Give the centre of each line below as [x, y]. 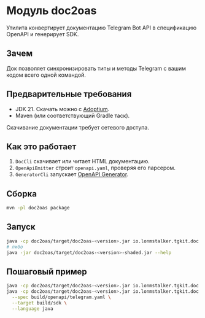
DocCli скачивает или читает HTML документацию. [83, 161]
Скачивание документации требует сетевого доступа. [78, 127]
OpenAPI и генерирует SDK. [43, 34]
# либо [15, 247]
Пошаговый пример [47, 272]
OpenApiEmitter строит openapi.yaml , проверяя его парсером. [95, 168]
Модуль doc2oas [52, 11]
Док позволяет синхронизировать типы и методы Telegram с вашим [96, 68]
